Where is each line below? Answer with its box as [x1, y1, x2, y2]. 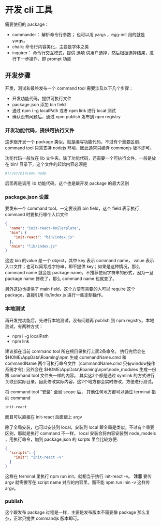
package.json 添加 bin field [12, 101, 66, 107]
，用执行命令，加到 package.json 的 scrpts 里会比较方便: [5, 436, 118, 442]
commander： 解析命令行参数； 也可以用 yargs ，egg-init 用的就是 [12, 31, 145, 37]
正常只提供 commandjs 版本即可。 [13, 515, 82, 521]
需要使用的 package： [5, 21, 49, 27]
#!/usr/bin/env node [5, 171, 47, 176]
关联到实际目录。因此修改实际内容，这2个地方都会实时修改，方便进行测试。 [5, 378, 156, 384]
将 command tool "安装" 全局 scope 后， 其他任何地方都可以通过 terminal [5, 388, 151, 395]
